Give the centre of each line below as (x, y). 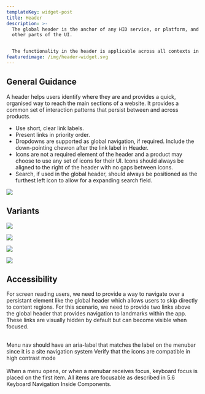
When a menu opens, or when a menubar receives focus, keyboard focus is (102, 371)
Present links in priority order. (52, 134)
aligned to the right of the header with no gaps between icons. (94, 167)
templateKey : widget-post (39, 12)
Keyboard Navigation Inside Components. (59, 384)
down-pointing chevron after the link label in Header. (82, 147)
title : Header (25, 18)
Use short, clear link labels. (50, 128)
